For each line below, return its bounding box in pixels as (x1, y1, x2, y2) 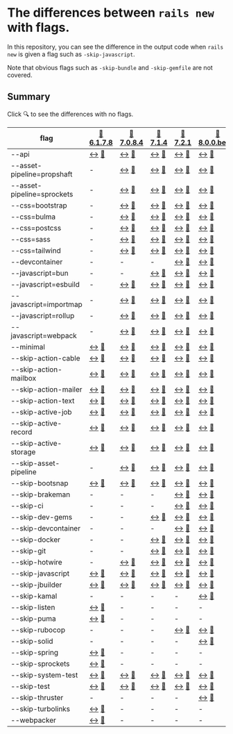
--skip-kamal (10, 591, 58, 601)
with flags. (7, 19, 70, 35)
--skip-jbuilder (10, 580, 62, 590)
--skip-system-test (10, 670, 78, 680)
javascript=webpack (10, 331, 78, 340)
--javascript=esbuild (10, 279, 80, 289)
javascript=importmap (10, 299, 83, 309)
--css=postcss (10, 223, 62, 233)
